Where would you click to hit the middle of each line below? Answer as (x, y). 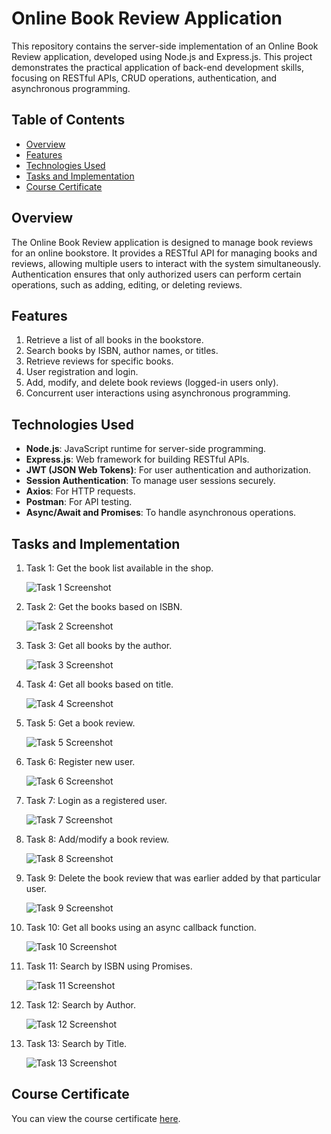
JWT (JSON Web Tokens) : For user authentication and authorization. (168, 470)
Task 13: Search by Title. (76, 1043)
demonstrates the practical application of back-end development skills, (157, 67)
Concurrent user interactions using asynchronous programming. (158, 393)
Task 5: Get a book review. (80, 723)
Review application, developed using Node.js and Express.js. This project (162, 56)
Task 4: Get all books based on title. (99, 684)
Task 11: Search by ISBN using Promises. (109, 966)
